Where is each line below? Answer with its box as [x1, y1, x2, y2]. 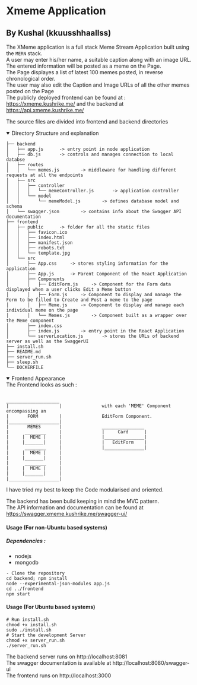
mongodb [14, 559, 39, 566]
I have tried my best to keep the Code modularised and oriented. [6, 486, 164, 493]
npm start [6, 591, 31, 597]
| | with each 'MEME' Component [6, 403, 171, 409]
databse [6, 157, 26, 163]
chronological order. [6, 75, 56, 82]
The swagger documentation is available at [6, 659, 112, 666]
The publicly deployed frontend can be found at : [6, 94, 126, 101]
